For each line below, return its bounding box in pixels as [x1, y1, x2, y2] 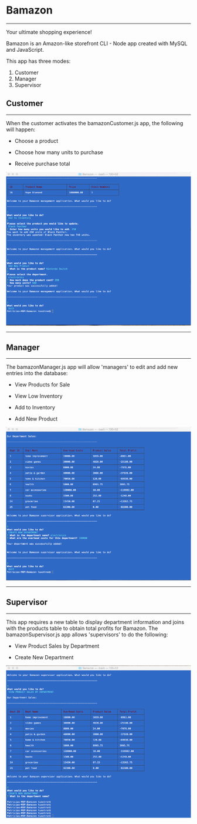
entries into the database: [6, 370, 68, 377]
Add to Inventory [14, 404, 56, 411]
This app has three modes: [6, 57, 71, 65]
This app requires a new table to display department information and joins [6, 618, 185, 625]
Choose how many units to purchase [14, 148, 104, 156]
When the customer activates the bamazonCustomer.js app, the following [6, 119, 184, 126]
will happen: [6, 126, 36, 133]
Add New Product [14, 415, 58, 422]
